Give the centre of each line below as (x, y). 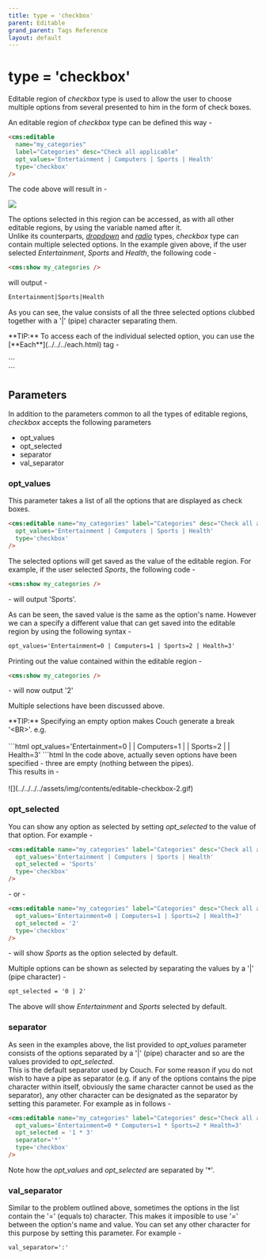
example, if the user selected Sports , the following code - (102, 569)
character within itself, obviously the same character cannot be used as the (131, 1086)
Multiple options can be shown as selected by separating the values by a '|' (131, 969)
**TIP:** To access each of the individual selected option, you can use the (131, 336)
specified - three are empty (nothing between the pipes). (101, 763)
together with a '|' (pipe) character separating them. (93, 321)
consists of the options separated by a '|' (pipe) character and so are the (127, 1053)
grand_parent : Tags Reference (58, 30)
